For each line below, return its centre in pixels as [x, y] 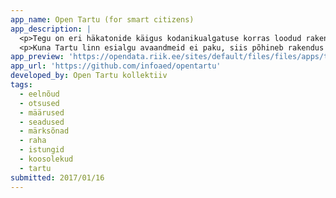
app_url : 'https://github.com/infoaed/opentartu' [116, 66]
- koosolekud [46, 159]
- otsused [39, 103]
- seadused [42, 122]
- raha [33, 141]
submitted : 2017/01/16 [57, 177]
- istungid [42, 150]
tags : [21, 85]
